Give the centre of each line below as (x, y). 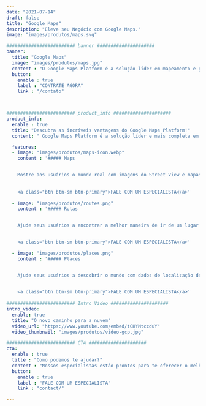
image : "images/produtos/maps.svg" (52, 35)
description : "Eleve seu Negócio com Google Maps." (74, 29)
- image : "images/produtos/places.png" (63, 253)
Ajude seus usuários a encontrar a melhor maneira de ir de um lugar (108, 225)
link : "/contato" (41, 92)
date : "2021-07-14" (31, 12)
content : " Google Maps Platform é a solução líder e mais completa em (105, 136)
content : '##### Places (49, 259)
